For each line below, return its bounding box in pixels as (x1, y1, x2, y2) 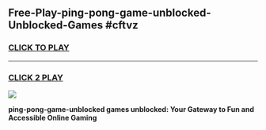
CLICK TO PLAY (8, 43, 70, 54)
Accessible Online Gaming (8, 113, 97, 122)
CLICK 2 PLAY (8, 72, 63, 83)
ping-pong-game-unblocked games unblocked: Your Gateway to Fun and (8, 104, 255, 113)
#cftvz (105, 19, 139, 32)
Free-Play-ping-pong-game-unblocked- (8, 6, 211, 20)
